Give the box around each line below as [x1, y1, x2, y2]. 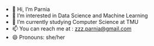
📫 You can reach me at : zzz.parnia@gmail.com [11, 25, 132, 32]
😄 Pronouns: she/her [11, 33, 65, 41]
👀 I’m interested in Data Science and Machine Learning [11, 12, 149, 19]
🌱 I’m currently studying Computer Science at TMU [11, 19, 139, 25]
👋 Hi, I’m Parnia [11, 6, 50, 13]
